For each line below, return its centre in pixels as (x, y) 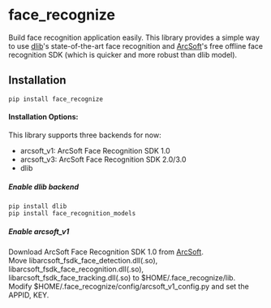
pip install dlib (38, 206)
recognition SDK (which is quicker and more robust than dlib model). (123, 54)
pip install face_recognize (56, 99)
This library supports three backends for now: (85, 135)
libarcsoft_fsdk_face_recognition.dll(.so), (76, 269)
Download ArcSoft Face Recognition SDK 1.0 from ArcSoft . (106, 252)
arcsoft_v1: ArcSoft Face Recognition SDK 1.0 (95, 150)
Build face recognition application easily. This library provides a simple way (134, 37)
